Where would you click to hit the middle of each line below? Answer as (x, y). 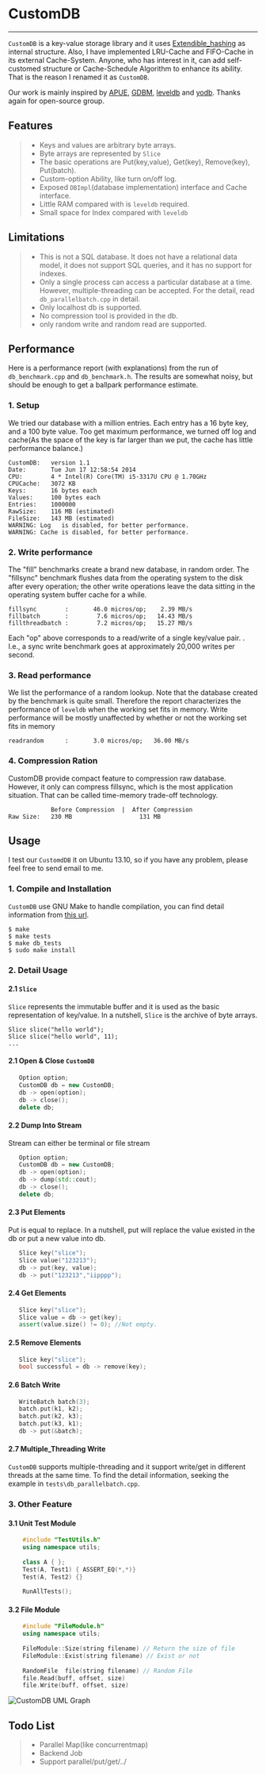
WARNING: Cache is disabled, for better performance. (99, 532)
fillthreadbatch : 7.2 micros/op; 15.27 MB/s (101, 623)
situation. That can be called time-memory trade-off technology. (113, 795)
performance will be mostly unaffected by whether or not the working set (127, 718)
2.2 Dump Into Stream (45, 1125)
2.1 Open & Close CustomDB (51, 1061)
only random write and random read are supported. (123, 324)
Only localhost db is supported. (91, 307)
